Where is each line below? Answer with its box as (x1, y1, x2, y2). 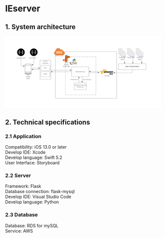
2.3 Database (5, 211, 38, 218)
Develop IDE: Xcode (5, 149, 46, 155)
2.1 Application (5, 133, 41, 140)
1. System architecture (5, 23, 76, 31)
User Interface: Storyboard (5, 159, 60, 165)
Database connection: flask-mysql (5, 189, 75, 195)
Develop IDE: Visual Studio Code (5, 194, 72, 200)
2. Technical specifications (5, 118, 90, 126)
